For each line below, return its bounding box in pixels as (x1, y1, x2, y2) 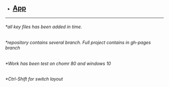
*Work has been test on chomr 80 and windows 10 (5, 60, 111, 66)
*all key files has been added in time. (5, 24, 82, 30)
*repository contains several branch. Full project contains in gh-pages (5, 40, 151, 46)
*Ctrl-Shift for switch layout (5, 76, 63, 82)
